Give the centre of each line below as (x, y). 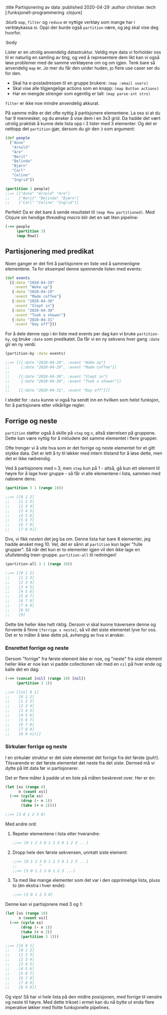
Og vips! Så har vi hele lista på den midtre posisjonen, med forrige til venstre (84, 997)
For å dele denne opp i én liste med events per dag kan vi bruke (71, 334)
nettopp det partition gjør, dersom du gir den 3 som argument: (70, 129)
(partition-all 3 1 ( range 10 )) (39, 564)
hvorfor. (13, 33)
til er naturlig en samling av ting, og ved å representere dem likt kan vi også (82, 57)
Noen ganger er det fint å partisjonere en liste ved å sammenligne (73, 263)
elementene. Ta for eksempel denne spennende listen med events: (74, 268)
